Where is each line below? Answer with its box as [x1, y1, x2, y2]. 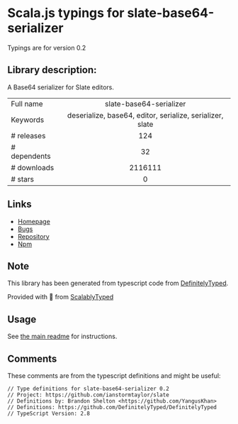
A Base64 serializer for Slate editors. [7, 83, 115, 91]
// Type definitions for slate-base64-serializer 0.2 [7, 385, 170, 392]
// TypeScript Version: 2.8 [7, 410, 91, 417]
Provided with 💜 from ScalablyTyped [7, 293, 114, 301]
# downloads [11, 162, 55, 172]
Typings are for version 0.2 [7, 43, 86, 52]
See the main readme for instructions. [7, 332, 118, 341]
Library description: [7, 64, 97, 76]
